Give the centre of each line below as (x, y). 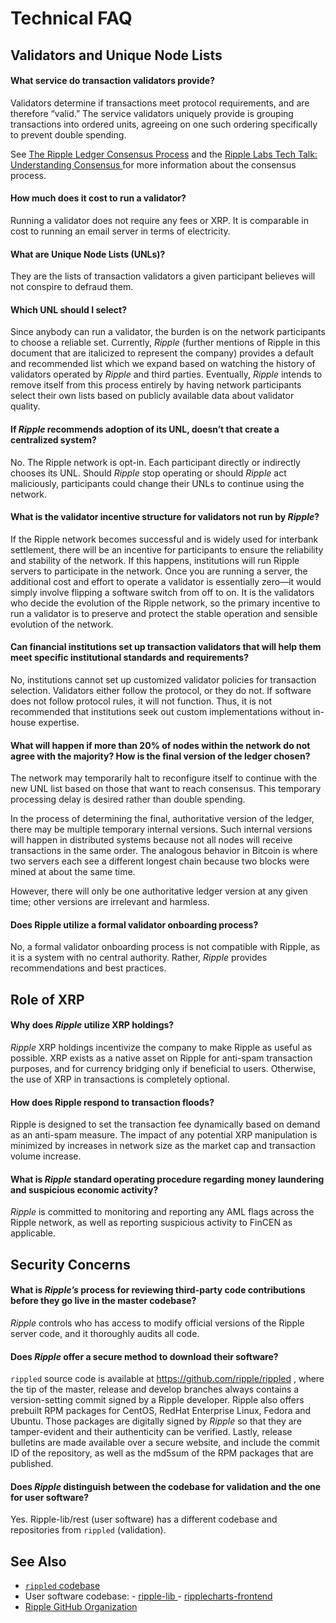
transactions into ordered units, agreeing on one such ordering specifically (164, 124)
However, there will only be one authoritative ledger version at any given (159, 891)
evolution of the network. (62, 624)
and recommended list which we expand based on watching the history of (163, 364)
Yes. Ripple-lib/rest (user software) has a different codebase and (144, 1519)
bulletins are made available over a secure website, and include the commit (165, 1443)
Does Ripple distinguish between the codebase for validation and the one (166, 1486)
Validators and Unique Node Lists (116, 55)
